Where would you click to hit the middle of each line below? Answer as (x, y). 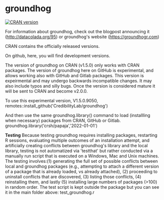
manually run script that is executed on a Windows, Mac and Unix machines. (82, 156)
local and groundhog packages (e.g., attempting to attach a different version (82, 166)
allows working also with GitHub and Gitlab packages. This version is (75, 75)
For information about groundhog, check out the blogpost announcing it (77, 31)
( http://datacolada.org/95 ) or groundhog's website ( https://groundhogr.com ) (82, 37)
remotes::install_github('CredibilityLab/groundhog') (57, 106)
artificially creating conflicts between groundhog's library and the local (76, 145)
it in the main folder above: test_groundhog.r (50, 192)
